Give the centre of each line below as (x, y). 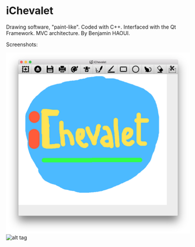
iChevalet (30, 11)
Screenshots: (22, 44)
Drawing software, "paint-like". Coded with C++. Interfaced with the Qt (91, 27)
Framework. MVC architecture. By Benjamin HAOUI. (68, 33)
